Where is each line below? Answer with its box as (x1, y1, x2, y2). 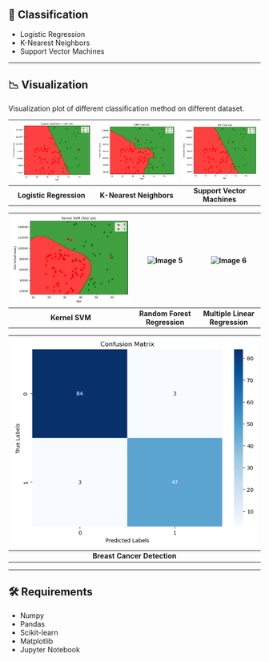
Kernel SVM (50, 313, 92, 323)
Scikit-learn (19, 627, 58, 637)
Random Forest (139, 308, 191, 318)
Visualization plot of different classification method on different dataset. (8, 104, 245, 113)
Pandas (19, 619, 46, 628)
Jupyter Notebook (19, 644, 80, 654)
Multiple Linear (203, 308, 255, 318)
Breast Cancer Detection (92, 551, 177, 561)
